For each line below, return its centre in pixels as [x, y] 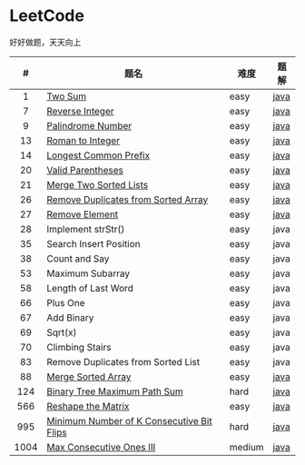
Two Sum [67, 96]
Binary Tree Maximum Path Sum [115, 391]
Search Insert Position [93, 243]
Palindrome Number [89, 125]
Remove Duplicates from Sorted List [123, 361]
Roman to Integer [84, 140]
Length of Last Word [90, 288]
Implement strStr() [86, 229]
